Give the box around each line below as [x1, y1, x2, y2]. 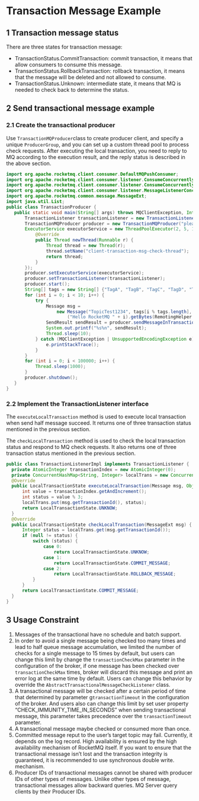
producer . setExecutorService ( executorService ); [24, 270, 145, 276]
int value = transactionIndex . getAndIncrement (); [21, 489, 147, 495]
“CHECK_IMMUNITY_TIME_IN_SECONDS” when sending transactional [14, 706, 186, 713]
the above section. [6, 160, 52, 167]
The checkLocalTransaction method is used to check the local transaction [6, 437, 185, 444]
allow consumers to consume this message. [14, 61, 123, 68]
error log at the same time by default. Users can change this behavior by [14, 674, 192, 682]
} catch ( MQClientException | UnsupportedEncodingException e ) [35, 336, 195, 342]
